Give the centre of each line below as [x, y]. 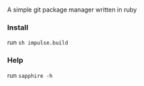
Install [18, 28]
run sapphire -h [30, 75]
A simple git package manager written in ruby [72, 10]
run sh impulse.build [38, 43]
